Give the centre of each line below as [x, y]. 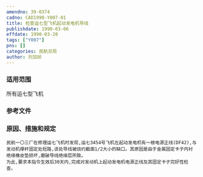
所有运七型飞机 [25, 93]
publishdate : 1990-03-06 [38, 29]
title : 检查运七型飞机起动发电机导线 [48, 23]
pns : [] [16, 46]
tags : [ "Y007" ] [25, 40]
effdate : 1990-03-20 [32, 35]
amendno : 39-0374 [28, 12]
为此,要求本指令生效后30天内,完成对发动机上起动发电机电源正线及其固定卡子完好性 [95, 162]
